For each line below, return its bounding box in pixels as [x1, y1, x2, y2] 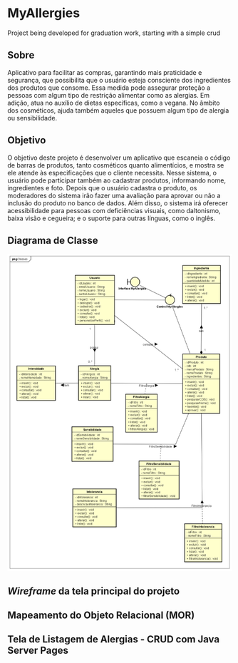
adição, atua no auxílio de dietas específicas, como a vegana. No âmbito [7, 98, 220, 107]
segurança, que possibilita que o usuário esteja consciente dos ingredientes [7, 76, 232, 84]
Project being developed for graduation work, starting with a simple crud [7, 29, 221, 37]
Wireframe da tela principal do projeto [7, 585, 180, 597]
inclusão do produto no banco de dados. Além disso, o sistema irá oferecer [7, 198, 228, 207]
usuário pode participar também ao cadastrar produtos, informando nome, [7, 176, 227, 185]
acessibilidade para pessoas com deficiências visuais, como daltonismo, [7, 206, 221, 215]
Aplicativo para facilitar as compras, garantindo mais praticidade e [7, 68, 202, 76]
